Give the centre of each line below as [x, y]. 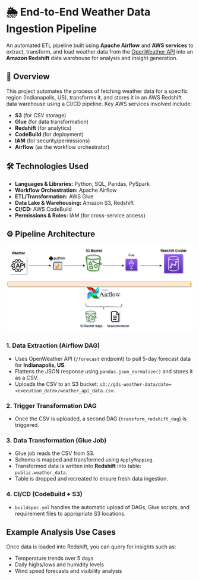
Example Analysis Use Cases [61, 532]
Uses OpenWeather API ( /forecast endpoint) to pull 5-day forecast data [103, 358]
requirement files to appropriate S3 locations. [70, 513]
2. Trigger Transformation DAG [51, 406]
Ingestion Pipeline [51, 29]
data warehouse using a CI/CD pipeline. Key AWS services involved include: [99, 104]
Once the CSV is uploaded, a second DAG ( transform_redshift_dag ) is [101, 419]
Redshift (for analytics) [43, 128]
